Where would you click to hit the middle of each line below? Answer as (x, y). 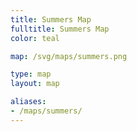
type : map (31, 74)
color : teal (35, 38)
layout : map (35, 84)
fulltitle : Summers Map (60, 29)
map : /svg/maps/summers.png (69, 56)
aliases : (28, 102)
